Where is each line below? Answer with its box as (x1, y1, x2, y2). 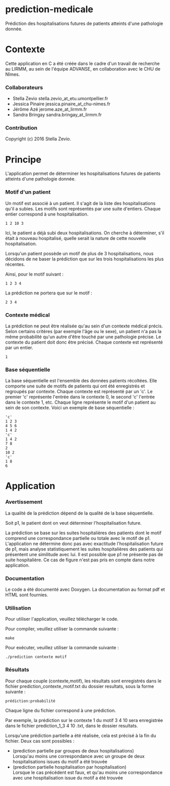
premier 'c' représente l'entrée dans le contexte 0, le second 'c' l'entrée (5, 394, 155, 400)
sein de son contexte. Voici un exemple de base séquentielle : (5, 405, 134, 411)
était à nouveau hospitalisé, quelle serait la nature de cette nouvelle (5, 235, 146, 241)
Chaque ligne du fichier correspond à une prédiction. (5, 707, 116, 713)
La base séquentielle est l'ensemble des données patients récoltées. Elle (5, 378, 157, 384)
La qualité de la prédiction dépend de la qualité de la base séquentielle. (5, 510, 154, 516)
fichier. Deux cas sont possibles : (5, 738, 75, 744)
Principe (5, 154, 42, 165)
